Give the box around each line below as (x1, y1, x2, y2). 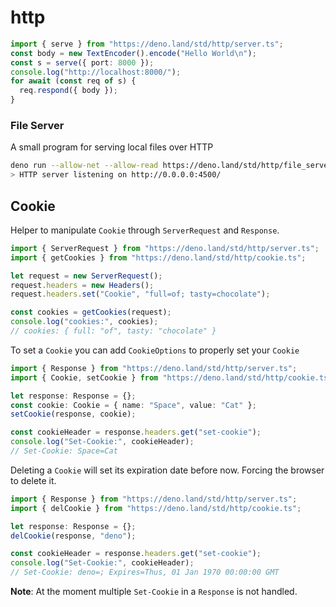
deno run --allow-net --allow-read (10, 161, 159, 171)
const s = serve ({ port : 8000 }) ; (10, 57, 155, 68)
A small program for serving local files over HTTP (10, 141, 214, 153)
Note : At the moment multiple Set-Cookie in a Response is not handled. (10, 586, 298, 598)
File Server (10, 118, 65, 132)
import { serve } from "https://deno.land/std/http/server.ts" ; (10, 39, 284, 49)
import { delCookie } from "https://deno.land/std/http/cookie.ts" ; (10, 503, 302, 513)
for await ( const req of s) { (10, 76, 137, 86)
